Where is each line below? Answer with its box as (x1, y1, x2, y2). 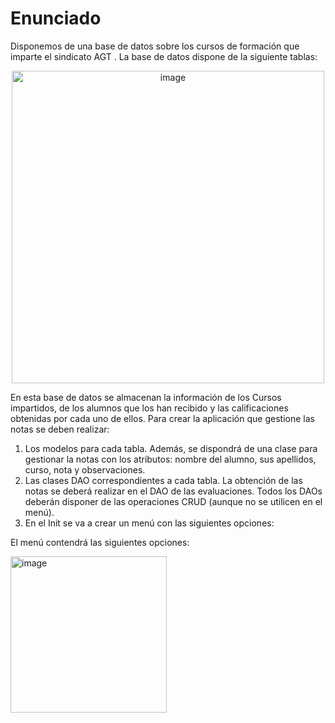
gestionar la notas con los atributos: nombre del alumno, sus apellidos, (24, 453, 317, 465)
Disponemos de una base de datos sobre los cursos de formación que (10, 40, 300, 52)
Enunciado (10, 7, 102, 30)
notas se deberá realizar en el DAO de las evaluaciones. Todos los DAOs (24, 485, 323, 497)
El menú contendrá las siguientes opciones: (10, 536, 190, 548)
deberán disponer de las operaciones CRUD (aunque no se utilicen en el (24, 495, 323, 507)
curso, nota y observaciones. (24, 463, 146, 476)
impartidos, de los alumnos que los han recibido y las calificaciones (10, 402, 289, 414)
